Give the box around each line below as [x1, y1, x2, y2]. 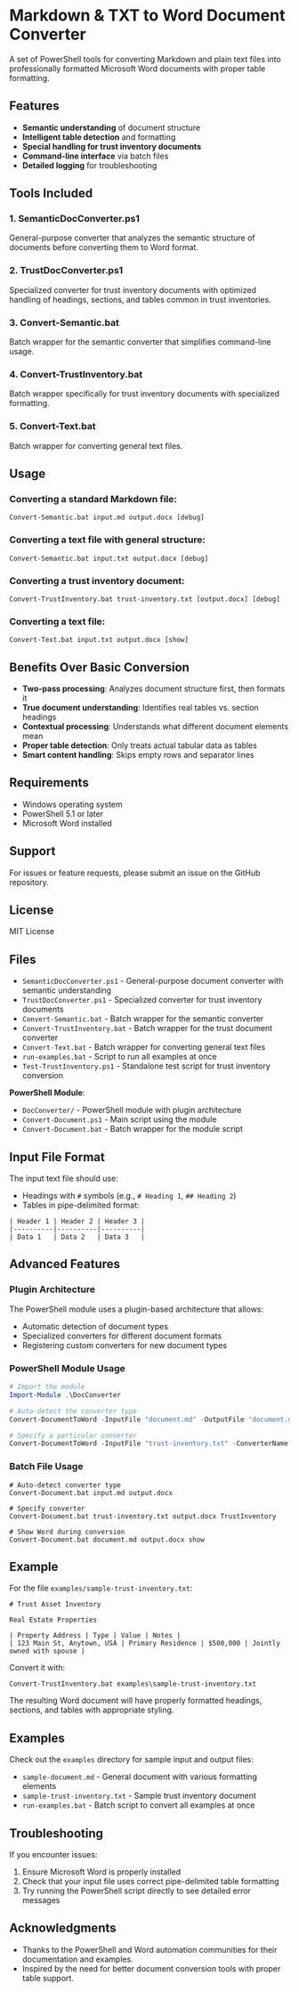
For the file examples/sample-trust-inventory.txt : [9, 1582, 193, 1594]
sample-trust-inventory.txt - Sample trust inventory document [21, 1791, 256, 1801]
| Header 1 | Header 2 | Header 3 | [9, 1217, 145, 1226]
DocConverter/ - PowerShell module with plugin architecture [21, 1105, 242, 1116]
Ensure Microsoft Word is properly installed [21, 1866, 182, 1877]
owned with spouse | [9, 1646, 86, 1656]
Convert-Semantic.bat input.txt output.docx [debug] [9, 554, 209, 563]
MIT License [9, 926, 55, 937]
